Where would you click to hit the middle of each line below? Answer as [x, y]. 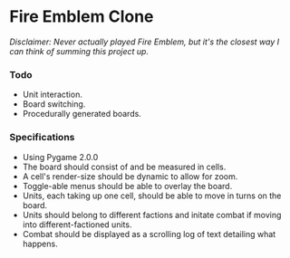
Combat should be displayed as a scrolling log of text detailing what [149, 234]
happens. [40, 244]
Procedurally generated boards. [82, 114]
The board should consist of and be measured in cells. [124, 167]
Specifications [42, 138]
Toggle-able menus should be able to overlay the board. [127, 186]
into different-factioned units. [77, 225]
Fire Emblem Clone [82, 17]
